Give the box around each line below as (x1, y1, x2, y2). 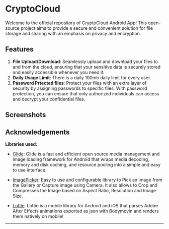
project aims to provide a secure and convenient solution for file (21, 25, 153, 31)
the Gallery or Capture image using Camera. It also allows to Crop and (12, 182, 157, 188)
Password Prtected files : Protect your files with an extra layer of (12, 80, 147, 86)
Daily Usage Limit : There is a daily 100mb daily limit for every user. (12, 74, 151, 81)
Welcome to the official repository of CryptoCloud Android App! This (5, 20, 147, 26)
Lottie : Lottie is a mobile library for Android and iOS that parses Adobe (12, 202, 158, 208)
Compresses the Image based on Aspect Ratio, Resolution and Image (12, 187, 156, 193)
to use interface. (12, 167, 47, 173)
